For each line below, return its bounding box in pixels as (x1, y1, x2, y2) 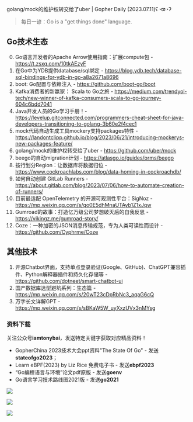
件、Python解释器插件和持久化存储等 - (15, 271, 108, 278)
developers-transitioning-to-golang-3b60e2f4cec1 (15, 120, 137, 127)
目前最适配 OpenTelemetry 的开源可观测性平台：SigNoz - (15, 195, 153, 202)
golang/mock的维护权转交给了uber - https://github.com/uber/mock (15, 147, 177, 154)
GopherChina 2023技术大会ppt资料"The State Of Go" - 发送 (15, 347, 159, 354)
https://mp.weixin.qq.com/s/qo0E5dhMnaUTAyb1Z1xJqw (15, 201, 152, 208)
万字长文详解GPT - (15, 298, 61, 305)
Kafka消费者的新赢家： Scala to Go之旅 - (15, 88, 113, 95)
